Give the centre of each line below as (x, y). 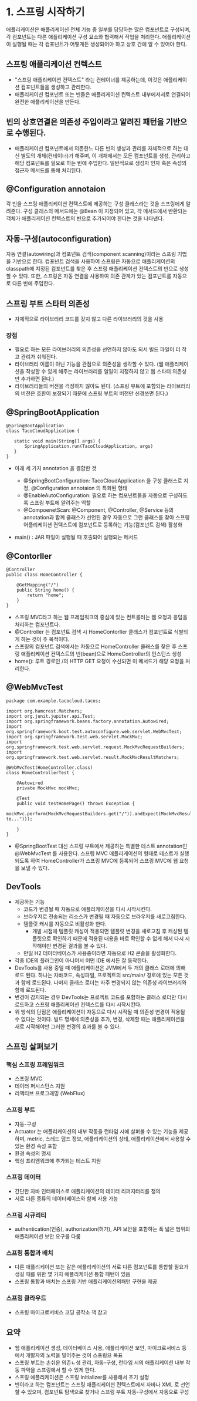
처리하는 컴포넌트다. (37, 624)
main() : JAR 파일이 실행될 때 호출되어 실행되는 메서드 (76, 537)
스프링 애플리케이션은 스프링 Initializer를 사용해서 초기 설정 (82, 1377)
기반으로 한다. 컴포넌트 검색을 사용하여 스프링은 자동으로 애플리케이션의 (94, 261)
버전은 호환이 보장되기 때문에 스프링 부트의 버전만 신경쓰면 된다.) (94, 393)
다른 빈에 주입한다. (33, 283)
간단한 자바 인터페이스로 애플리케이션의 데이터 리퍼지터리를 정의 (87, 1191)
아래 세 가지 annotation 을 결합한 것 (55, 468)
